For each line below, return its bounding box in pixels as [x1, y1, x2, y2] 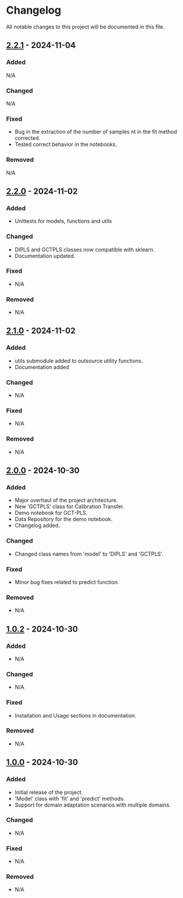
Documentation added [14, 363, 70, 371]
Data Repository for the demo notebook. [14, 515, 113, 523]
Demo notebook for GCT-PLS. [14, 509, 88, 517]
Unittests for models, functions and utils [14, 218, 112, 225]
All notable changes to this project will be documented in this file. [6, 23, 165, 30]
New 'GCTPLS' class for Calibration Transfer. [14, 503, 125, 510]
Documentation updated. [14, 252, 76, 259]
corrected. [14, 135, 41, 142]
